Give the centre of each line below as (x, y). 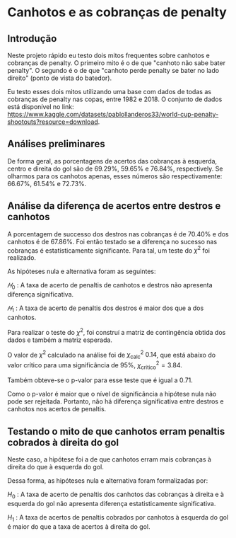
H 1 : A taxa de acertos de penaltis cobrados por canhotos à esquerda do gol (118, 518)
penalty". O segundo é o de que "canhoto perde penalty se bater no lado (113, 70)
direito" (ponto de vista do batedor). (59, 78)
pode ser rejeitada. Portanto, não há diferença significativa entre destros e (116, 401)
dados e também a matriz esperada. (60, 340)
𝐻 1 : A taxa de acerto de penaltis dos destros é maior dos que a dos (106, 309)
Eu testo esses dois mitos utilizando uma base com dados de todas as (110, 92)
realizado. (22, 258)
